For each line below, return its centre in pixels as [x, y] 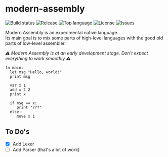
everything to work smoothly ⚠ [38, 58]
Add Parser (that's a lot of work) [46, 149]
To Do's [17, 132]
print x [18, 94]
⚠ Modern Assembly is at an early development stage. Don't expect [77, 53]
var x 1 [18, 85]
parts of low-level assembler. [35, 43]
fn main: [14, 68]
